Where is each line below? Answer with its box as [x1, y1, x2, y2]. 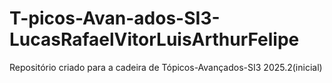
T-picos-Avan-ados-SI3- [9, 7, 221, 30]
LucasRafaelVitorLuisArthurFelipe [9, 28, 300, 51]
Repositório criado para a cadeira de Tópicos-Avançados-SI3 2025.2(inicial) [9, 61, 323, 73]
